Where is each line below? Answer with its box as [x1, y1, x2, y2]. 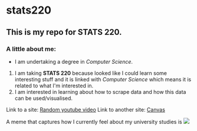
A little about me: [6, 45, 56, 53]
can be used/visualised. [14, 94, 73, 101]
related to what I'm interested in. [14, 82, 94, 89]
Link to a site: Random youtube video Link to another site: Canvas [6, 106, 165, 113]
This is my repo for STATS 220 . [6, 27, 122, 37]
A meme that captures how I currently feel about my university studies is [6, 118, 182, 125]
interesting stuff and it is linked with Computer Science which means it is [14, 76, 192, 83]
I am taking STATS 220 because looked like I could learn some [14, 69, 167, 77]
